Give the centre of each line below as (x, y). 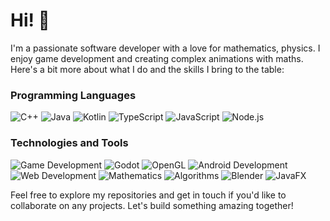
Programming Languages (73, 95)
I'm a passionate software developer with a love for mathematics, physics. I (165, 48)
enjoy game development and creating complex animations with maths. (157, 58)
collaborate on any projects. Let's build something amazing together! (152, 205)
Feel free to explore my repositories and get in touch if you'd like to (148, 195)
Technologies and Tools (69, 143)
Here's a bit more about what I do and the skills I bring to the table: (147, 69)
